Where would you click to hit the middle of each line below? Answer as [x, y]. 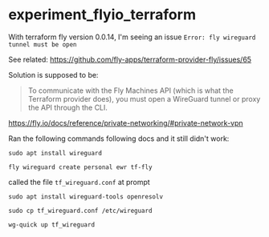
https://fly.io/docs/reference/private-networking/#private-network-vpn [126, 123]
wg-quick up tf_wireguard [51, 225]
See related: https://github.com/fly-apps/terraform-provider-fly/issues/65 [130, 59]
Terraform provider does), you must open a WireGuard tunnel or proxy [144, 98]
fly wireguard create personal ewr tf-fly [80, 167]
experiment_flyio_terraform [102, 15]
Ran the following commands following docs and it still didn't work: [119, 139]
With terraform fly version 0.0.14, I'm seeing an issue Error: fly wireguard [132, 37]
